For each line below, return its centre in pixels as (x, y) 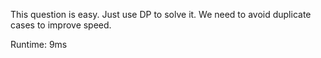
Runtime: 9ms (39, 44)
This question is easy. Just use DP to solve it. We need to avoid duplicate (161, 14)
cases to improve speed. (61, 25)
